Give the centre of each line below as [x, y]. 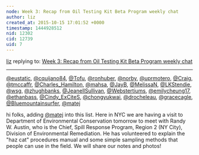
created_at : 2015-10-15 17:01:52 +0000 [55, 22]
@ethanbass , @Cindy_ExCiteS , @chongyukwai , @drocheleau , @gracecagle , [99, 97]
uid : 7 [14, 45]
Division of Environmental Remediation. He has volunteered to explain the [96, 133]
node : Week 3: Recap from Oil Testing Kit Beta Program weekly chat [92, 11]
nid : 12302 [20, 34]
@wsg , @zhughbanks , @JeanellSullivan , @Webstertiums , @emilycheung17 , [99, 90]
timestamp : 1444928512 [34, 28]
